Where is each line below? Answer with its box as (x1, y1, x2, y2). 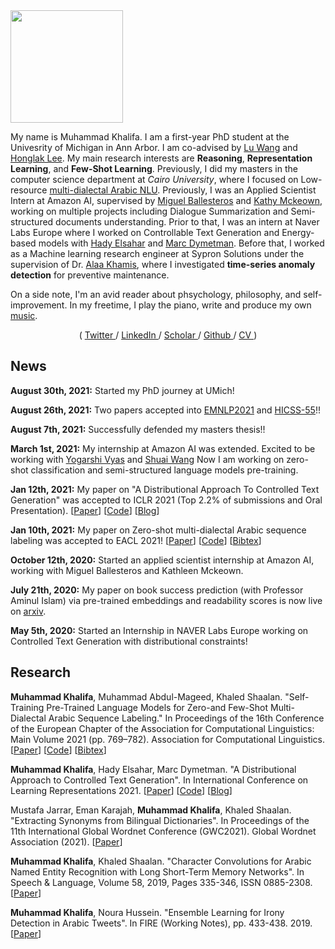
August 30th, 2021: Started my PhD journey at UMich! (10, 384, 235, 396)
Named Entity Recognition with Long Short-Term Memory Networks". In (10, 865, 305, 878)
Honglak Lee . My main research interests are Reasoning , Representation (10, 152, 313, 164)
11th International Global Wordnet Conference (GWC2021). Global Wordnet (10, 825, 317, 837)
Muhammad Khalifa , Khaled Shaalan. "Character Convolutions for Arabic (10, 855, 312, 867)
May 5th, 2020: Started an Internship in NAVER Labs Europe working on (10, 624, 309, 636)
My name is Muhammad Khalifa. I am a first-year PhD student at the (10, 131, 290, 143)
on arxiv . (10, 605, 47, 617)
